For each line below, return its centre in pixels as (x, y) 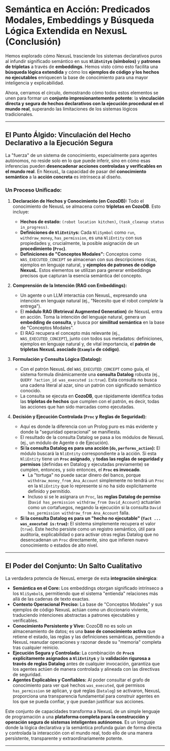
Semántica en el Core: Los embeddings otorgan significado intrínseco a (88, 588)
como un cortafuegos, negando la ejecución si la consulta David (94, 508)
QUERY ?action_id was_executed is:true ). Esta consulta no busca (89, 380)
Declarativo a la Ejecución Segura (59, 143)
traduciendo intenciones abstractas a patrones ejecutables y (76, 615)
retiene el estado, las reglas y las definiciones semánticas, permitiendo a (88, 637)
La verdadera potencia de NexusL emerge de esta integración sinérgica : (81, 578)
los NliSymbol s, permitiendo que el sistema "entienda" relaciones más (85, 593)
